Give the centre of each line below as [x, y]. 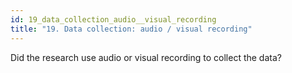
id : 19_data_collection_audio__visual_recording [113, 19]
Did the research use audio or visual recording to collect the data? [146, 57]
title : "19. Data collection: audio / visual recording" [131, 29]
